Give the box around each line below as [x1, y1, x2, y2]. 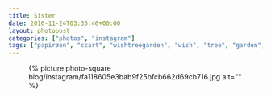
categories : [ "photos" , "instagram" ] [8, 34, 135, 42]
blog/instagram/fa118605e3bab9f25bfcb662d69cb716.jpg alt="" [28, 72, 242, 82]
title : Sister [8, 11, 56, 20]
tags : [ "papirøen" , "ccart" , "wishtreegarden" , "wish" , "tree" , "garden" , [8, 42, 265, 50]
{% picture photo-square [28, 63, 111, 73]
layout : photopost [8, 26, 70, 34]
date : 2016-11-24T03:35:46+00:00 [8, 19, 121, 27]
